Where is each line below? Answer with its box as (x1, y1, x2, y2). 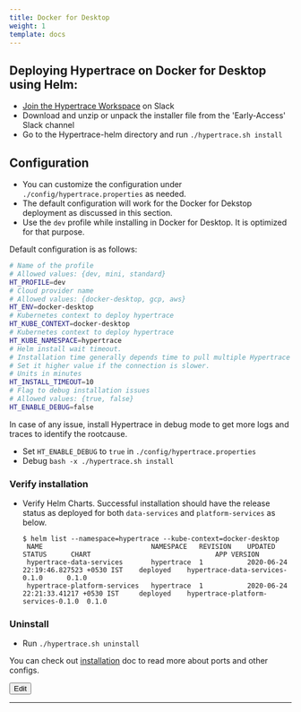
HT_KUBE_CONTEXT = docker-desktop (9, 320, 130, 329)
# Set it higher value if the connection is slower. (9, 361, 211, 370)
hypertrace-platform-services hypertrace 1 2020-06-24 (26, 581, 288, 591)
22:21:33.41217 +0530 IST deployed (21, 589, 172, 598)
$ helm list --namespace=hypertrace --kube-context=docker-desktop (21, 535, 279, 544)
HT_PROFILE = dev (9, 278, 66, 287)
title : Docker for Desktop (9, 13, 110, 22)
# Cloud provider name (9, 286, 94, 296)
